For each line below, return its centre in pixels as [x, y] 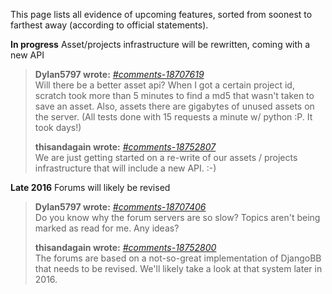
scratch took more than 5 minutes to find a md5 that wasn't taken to [174, 95]
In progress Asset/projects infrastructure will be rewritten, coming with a [160, 44]
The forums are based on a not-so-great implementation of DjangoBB [178, 258]
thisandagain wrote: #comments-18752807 [125, 147]
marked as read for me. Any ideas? [107, 228]
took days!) [58, 127]
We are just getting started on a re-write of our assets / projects [166, 157]
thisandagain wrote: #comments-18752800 [125, 247]
